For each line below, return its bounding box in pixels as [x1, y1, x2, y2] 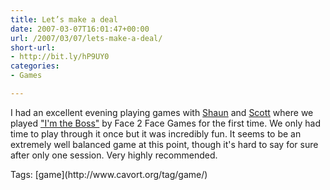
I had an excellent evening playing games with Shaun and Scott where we [10, 106, 314, 118]
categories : [10, 61, 60, 71]
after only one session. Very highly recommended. [10, 149, 218, 161]
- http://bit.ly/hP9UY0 [10, 52, 110, 62]
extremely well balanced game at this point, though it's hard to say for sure [10, 138, 319, 150]
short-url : [10, 42, 56, 53]
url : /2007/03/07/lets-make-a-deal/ [10, 33, 163, 43]
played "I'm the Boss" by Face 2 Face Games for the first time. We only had [10, 117, 322, 129]
